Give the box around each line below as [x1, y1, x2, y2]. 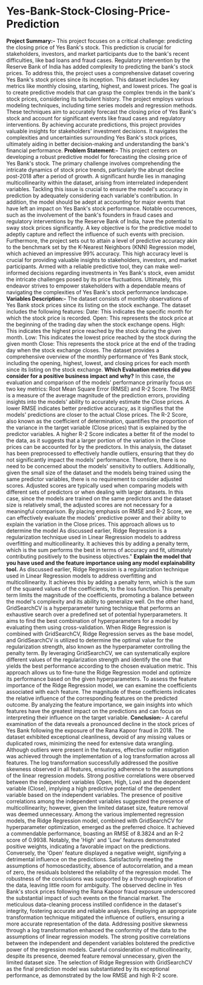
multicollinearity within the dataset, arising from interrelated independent [6, 179, 188, 186]
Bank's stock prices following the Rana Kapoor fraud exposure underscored [6, 887, 196, 895]
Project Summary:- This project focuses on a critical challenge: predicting [6, 37, 193, 44]
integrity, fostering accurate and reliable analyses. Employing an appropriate [6, 907, 197, 914]
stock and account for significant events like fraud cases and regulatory [6, 114, 186, 122]
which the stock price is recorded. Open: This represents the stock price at [6, 314, 194, 321]
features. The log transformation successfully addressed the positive [6, 759, 179, 766]
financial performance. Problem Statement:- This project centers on [6, 147, 178, 154]
